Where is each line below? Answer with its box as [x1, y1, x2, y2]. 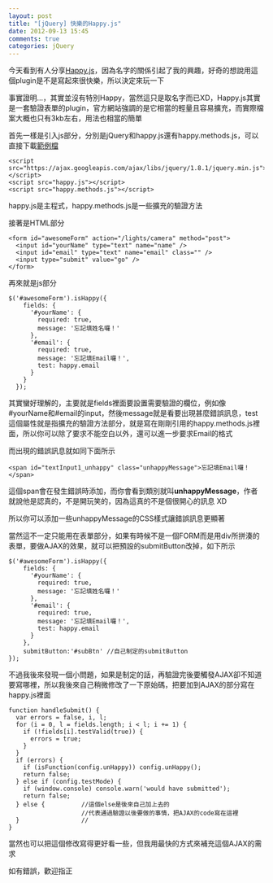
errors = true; [29, 735, 82, 743]
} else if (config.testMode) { [15, 778, 122, 786]
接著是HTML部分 [8, 218, 65, 228]
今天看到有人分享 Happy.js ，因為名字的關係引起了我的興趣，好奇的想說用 [8, 66, 252, 76]
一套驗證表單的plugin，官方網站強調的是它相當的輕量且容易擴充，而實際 [15, 103, 258, 113]
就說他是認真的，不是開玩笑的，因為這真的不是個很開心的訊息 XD [8, 496, 227, 506]
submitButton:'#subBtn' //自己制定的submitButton [23, 648, 188, 656]
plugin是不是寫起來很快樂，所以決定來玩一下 [15, 76, 165, 85]
